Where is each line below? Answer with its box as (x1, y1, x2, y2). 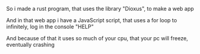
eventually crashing (6, 41, 55, 48)
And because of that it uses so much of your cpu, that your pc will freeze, (6, 35, 188, 41)
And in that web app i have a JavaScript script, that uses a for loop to (6, 17, 177, 23)
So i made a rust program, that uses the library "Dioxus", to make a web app (6, 5, 194, 12)
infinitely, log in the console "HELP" (6, 23, 94, 30)
